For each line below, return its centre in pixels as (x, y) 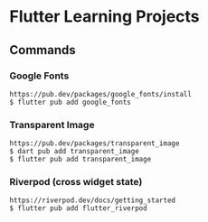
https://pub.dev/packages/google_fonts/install (101, 94)
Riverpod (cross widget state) (76, 182)
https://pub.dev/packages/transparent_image (95, 143)
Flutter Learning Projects (105, 17)
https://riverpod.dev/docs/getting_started (93, 200)
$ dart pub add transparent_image (75, 152)
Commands (43, 50)
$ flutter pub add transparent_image (80, 160)
